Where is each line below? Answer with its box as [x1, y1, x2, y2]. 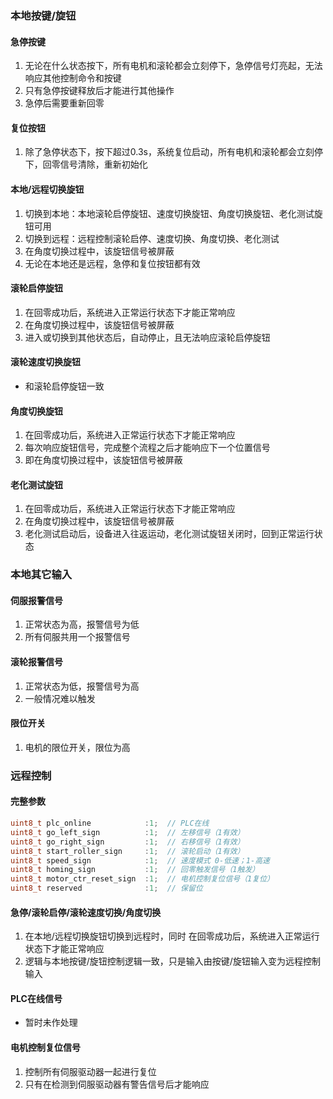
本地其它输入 [10, 568, 73, 582]
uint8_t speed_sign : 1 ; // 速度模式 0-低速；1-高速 [10, 855, 270, 866]
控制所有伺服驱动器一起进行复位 [24, 1065, 157, 1077]
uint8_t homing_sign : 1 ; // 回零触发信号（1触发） [10, 865, 260, 875]
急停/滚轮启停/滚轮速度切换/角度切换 [10, 906, 162, 918]
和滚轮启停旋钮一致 [24, 380, 105, 392]
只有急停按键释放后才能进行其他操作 [24, 85, 175, 97]
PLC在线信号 [10, 992, 63, 1004]
